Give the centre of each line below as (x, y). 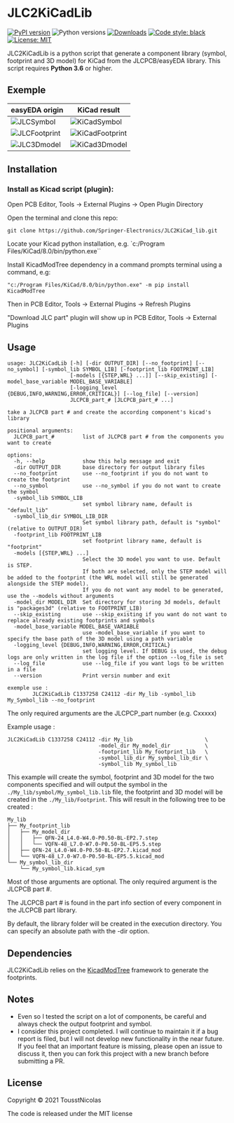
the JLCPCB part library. (42, 910)
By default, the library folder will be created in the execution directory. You (115, 924)
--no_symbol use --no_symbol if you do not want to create (117, 486)
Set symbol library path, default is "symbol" (151, 523)
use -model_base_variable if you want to (144, 633)
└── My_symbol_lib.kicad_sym (62, 869)
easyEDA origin (37, 110)
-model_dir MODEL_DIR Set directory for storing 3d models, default (117, 602)
